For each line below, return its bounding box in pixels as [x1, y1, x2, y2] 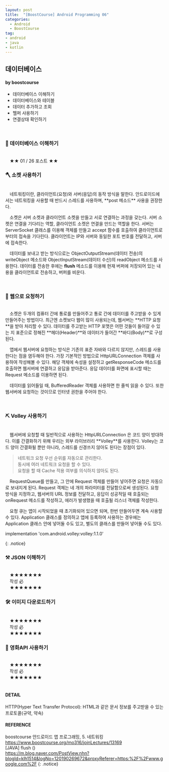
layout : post [5, 7, 33, 13]
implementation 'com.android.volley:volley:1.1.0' [5, 531, 104, 537]
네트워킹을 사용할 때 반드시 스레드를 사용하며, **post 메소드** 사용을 [14, 197, 149, 203]
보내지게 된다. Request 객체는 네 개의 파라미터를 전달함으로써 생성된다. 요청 [10, 485, 159, 491]
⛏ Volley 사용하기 [5, 412, 47, 419]
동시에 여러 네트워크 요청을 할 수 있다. [17, 461, 92, 467]
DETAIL [5, 692, 21, 698]
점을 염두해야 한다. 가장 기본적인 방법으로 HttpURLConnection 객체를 [18, 353, 155, 359]
